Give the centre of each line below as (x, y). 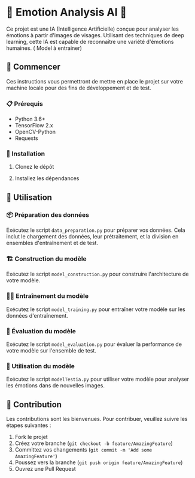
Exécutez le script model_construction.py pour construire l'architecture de (97, 274)
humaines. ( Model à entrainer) (44, 48)
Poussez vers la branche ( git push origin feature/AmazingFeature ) (99, 462)
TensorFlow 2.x (34, 126)
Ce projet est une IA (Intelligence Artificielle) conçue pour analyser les (93, 29)
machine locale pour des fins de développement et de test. (79, 88)
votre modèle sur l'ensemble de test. (51, 350)
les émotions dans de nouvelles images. (56, 386)
